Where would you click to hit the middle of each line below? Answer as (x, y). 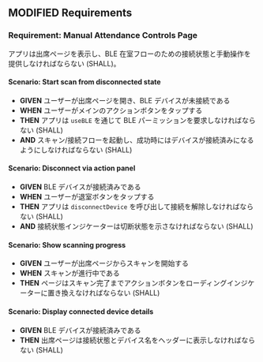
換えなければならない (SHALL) (111, 293)
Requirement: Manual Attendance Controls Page (103, 35)
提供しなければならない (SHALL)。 (64, 63)
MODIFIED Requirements (70, 13)
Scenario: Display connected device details (81, 312)
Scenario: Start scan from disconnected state (85, 82)
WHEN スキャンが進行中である (70, 273)
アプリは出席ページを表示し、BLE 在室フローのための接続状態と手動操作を (130, 54)
